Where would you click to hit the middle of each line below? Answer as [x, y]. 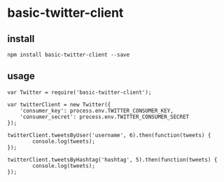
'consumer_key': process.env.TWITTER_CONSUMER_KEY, [97, 111]
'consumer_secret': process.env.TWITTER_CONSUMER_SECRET [105, 117]
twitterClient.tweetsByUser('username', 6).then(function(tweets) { [109, 135]
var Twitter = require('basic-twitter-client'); [79, 92]
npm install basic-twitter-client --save [69, 55]
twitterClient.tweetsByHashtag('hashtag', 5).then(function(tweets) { [112, 160]
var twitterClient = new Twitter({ [59, 104]
